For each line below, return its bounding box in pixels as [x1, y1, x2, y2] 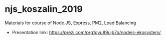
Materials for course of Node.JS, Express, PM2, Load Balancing [5, 20, 136, 26]
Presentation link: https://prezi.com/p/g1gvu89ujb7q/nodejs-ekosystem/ [12, 29, 161, 35]
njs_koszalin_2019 [5, 3, 83, 15]
